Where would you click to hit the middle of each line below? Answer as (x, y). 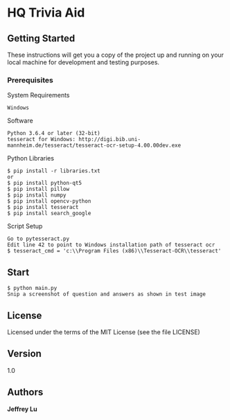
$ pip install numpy (37, 195)
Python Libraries (30, 158)
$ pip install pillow (38, 189)
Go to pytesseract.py (38, 239)
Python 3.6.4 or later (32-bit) (54, 134)
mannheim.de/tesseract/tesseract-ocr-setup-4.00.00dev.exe (94, 146)
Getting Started (41, 38)
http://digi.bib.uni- (109, 140)
